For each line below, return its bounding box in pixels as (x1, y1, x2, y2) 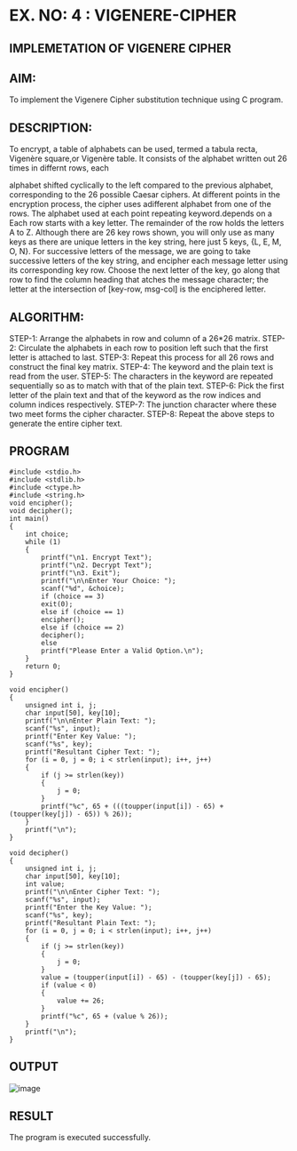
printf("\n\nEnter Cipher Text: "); (25, 887, 161, 896)
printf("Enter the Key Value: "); (25, 903, 152, 912)
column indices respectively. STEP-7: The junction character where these (9, 399, 277, 410)
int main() (9, 514, 50, 523)
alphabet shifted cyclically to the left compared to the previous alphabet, (9, 180, 274, 191)
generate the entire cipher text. (9, 419, 122, 429)
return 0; (25, 661, 62, 671)
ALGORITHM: (9, 309, 84, 324)
